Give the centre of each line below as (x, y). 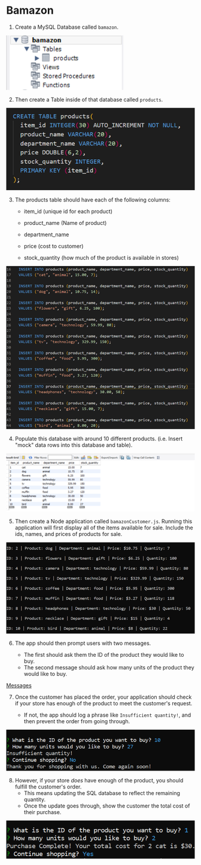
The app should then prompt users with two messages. (83, 643)
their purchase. (42, 812)
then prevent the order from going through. (77, 721)
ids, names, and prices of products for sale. (68, 534)
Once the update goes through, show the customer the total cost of (107, 806)
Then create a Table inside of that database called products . (89, 99)
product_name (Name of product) (65, 223)
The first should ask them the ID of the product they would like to (104, 655)
